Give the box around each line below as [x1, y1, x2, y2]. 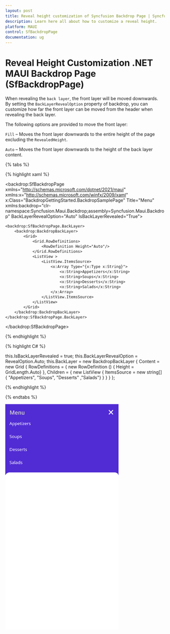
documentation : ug [5, 35, 44, 40]
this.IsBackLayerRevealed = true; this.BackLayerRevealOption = [5, 353, 138, 359]
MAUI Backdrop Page [5, 68, 96, 79]
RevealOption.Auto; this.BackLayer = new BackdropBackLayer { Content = [5, 358, 160, 364]
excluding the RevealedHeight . [5, 137, 68, 143]
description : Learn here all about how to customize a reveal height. [5, 19, 157, 24]
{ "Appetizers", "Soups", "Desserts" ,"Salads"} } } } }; [5, 374, 115, 380]
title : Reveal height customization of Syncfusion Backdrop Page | [5, 13, 151, 19]
